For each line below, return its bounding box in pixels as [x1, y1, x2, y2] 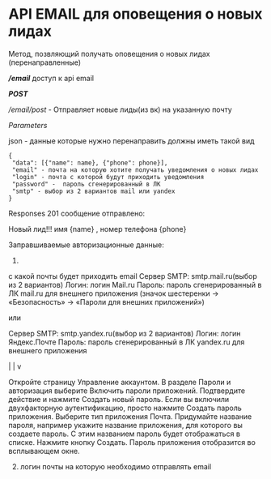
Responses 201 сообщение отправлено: [8, 208, 146, 218]
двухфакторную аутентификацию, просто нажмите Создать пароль [8, 403, 243, 413]
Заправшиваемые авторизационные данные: [8, 240, 164, 250]
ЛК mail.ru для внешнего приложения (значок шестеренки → [8, 289, 219, 298]
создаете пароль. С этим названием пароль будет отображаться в [8, 429, 241, 438]
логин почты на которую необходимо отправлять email [19, 461, 212, 471]
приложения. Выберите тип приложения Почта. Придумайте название [8, 411, 252, 421]
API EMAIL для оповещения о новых [8, 5, 263, 24]
